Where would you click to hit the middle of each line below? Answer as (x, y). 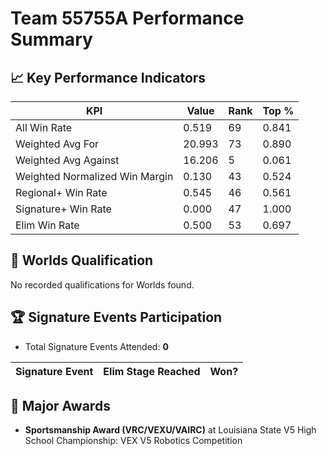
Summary (51, 39)
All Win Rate (44, 127)
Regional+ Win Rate (61, 192)
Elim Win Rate (47, 225)
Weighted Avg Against (67, 160)
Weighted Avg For (57, 144)
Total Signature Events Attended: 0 (96, 346)
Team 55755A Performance (127, 18)
